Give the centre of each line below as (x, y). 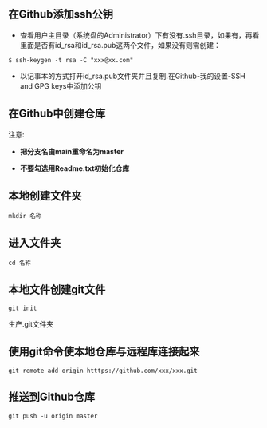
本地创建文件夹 (45, 196)
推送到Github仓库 (52, 397)
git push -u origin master (53, 416)
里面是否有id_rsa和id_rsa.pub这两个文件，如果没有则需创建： (120, 45)
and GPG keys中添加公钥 (61, 85)
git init (23, 309)
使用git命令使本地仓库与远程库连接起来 (104, 352)
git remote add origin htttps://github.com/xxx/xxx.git (103, 371)
